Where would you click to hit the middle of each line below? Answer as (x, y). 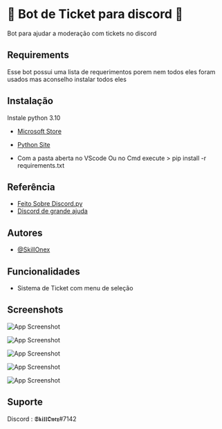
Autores (25, 233)
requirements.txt (41, 165)
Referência (31, 187)
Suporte (25, 402)
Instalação (30, 101)
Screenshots (35, 310)
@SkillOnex (34, 249)
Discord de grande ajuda (52, 211)
